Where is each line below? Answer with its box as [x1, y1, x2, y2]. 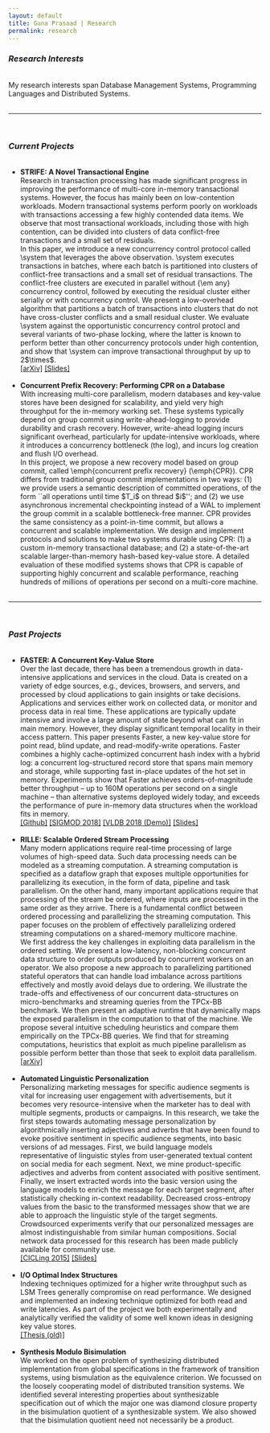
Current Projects [8, 140, 75, 151]
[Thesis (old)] [19, 1330, 66, 1340]
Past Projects [8, 628, 62, 640]
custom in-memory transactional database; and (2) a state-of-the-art [19, 542, 249, 552]
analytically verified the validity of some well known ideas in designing [19, 1313, 253, 1323]
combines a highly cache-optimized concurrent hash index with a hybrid [19, 749, 260, 759]
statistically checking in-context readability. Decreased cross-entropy [19, 1193, 252, 1203]
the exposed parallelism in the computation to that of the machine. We [19, 1014, 253, 1024]
